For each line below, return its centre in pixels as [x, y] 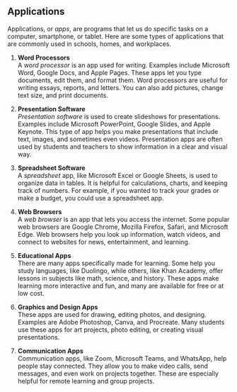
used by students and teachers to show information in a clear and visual [122, 146]
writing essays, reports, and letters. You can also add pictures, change [120, 87]
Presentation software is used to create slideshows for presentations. [119, 116]
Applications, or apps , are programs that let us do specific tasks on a [108, 28]
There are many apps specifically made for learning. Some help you [116, 263]
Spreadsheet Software [52, 168]
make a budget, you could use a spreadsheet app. [91, 198]
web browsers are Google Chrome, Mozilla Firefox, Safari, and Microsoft [123, 227]
